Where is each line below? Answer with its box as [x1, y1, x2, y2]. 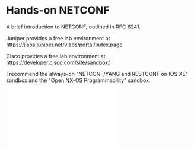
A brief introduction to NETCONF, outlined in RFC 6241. [6, 23, 141, 30]
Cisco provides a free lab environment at [6, 52, 106, 59]
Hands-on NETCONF [6, 4, 110, 17]
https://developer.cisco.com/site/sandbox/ [6, 59, 110, 66]
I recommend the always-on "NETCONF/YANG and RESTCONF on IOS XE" [6, 70, 189, 77]
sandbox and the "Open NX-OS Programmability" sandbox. [6, 77, 151, 84]
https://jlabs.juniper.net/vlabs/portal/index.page [6, 41, 123, 48]
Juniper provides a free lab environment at [6, 34, 110, 42]
